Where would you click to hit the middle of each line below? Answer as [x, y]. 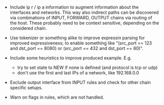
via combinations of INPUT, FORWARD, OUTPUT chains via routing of [81, 18]
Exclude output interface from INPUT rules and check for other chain [80, 82]
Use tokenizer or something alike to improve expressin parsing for [77, 38]
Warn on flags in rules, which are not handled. [57, 97]
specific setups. [26, 88]
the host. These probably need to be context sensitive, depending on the [84, 23]
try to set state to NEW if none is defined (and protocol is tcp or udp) [87, 67]
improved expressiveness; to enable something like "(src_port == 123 [81, 43]
